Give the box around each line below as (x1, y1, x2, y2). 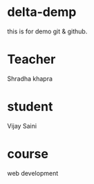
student (7, 99, 53, 115)
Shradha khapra (7, 74, 53, 83)
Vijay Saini (7, 122, 37, 130)
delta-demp (7, 4, 77, 20)
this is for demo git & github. (7, 27, 88, 35)
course (7, 147, 48, 162)
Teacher (7, 51, 56, 67)
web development (7, 169, 59, 177)
